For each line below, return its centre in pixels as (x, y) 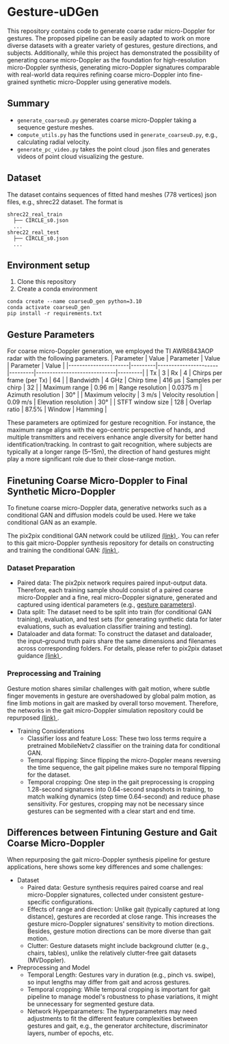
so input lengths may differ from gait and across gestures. (109, 982)
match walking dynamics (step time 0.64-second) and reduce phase (123, 797)
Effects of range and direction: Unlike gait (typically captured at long (123, 910)
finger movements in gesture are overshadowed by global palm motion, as (112, 696)
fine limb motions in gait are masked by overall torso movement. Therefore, (113, 703)
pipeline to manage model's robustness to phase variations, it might (123, 997)
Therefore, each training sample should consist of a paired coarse (110, 590)
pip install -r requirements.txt (55, 314)
